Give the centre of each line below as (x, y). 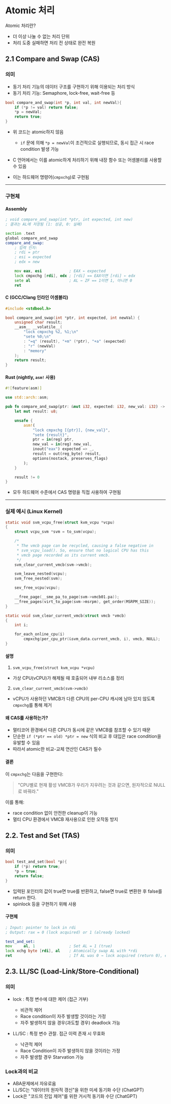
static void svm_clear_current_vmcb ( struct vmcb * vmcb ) (66, 616)
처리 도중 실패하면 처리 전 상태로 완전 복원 (54, 43)
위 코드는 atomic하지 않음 (38, 132)
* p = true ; (26, 871)
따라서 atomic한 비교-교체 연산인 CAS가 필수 (57, 749)
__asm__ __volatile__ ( (38, 327)
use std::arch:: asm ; (27, 398)
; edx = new (27, 262)
